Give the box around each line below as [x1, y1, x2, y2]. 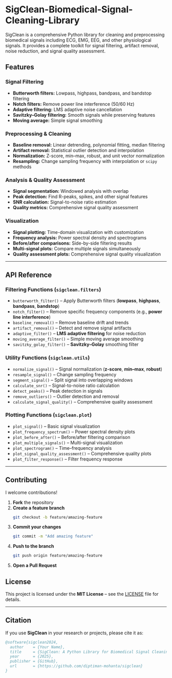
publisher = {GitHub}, [10, 659, 58, 664]
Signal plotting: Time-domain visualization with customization [12, 229, 144, 235]
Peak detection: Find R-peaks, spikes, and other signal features [12, 194, 148, 200]
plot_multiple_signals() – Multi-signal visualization [12, 439, 123, 446]
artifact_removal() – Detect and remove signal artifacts [12, 325, 132, 331]
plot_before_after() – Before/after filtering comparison [12, 434, 131, 440]
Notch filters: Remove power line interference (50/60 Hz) [12, 101, 135, 107]
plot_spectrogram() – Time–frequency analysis [12, 445, 112, 451]
